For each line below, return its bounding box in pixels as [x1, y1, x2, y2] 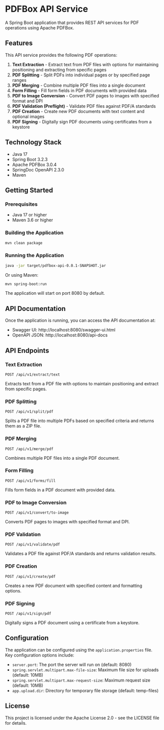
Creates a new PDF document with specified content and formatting [5, 583, 142, 589]
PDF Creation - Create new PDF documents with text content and [12, 108, 145, 114]
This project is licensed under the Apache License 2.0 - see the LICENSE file [5, 715, 160, 721]
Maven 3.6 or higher [12, 217, 53, 223]
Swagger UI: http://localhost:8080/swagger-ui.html [12, 327, 116, 333]
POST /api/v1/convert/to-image [5, 510, 69, 515]
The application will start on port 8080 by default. [5, 290, 105, 296]
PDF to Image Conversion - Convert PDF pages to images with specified [12, 93, 159, 98]
